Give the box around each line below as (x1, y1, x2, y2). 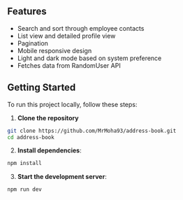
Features (7, 6, 47, 17)
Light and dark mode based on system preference (17, 54, 162, 62)
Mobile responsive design (17, 46, 92, 55)
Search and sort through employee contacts (17, 24, 145, 32)
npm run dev (7, 186, 42, 193)
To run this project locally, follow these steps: (7, 100, 138, 108)
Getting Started (7, 82, 76, 94)
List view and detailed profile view (17, 31, 116, 40)
